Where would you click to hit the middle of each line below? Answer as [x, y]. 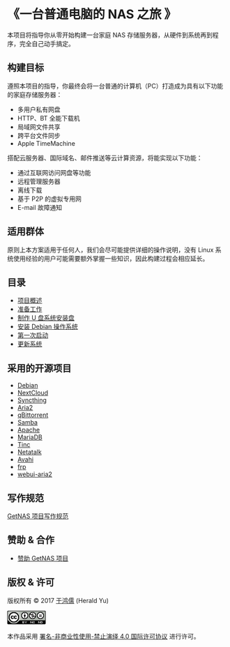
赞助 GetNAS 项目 [43, 558]
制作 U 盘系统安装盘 [46, 318]
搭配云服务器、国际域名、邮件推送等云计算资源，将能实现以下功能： [105, 158]
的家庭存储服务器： [35, 94]
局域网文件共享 [39, 127]
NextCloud [33, 393]
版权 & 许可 [31, 583]
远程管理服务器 [39, 181]
